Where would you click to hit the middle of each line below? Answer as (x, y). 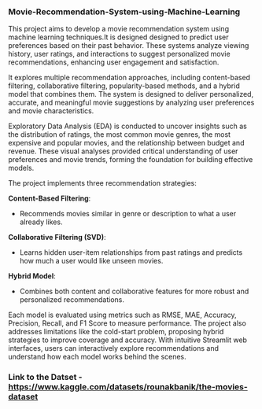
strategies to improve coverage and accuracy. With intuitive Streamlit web (128, 340)
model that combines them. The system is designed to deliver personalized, (131, 94)
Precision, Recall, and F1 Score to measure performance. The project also (127, 323)
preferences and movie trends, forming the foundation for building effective (131, 160)
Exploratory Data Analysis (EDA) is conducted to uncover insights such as (128, 126)
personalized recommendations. (72, 300)
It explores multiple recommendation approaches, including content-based (129, 78)
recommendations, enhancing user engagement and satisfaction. (114, 62)
